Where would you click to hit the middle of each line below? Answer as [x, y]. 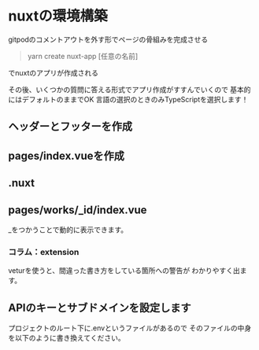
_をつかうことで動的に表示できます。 [68, 230]
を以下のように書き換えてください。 [67, 338]
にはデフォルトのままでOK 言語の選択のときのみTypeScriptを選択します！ [128, 99]
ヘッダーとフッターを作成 [70, 127]
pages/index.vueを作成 [66, 155]
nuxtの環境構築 [58, 16]
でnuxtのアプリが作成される [54, 72]
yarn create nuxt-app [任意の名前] [83, 56]
